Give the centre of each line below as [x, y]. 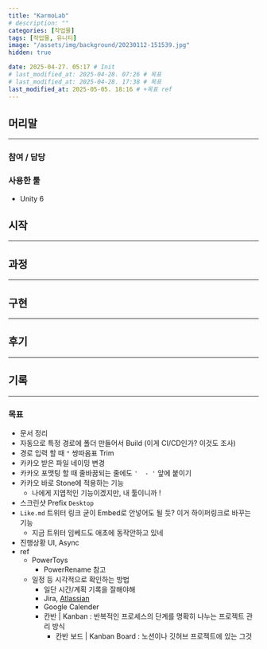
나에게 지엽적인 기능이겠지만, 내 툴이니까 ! [96, 493]
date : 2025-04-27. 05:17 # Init [62, 67]
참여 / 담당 [27, 158]
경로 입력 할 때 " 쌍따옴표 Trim [67, 453]
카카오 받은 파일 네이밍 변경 [62, 463]
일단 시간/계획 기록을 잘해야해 [89, 589]
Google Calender [71, 607]
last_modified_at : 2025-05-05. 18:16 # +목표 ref [90, 89]
